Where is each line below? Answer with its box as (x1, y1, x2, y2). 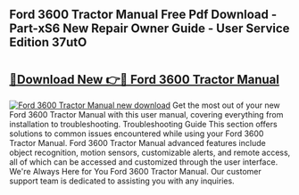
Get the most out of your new (172, 100, 281, 110)
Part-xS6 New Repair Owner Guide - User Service (9, 21, 290, 37)
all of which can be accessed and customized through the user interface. (9, 157, 278, 167)
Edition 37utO (9, 35, 87, 50)
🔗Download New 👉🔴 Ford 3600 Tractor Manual (9, 71, 279, 87)
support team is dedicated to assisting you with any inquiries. (9, 175, 235, 186)
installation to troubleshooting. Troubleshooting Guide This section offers (9, 119, 278, 129)
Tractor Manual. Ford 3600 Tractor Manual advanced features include (9, 138, 266, 148)
